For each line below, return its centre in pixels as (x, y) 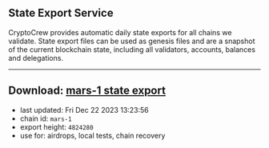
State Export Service (61, 13)
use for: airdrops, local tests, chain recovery (92, 135)
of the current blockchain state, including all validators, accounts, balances (132, 49)
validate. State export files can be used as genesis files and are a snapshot (132, 41)
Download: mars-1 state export (87, 91)
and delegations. (36, 58)
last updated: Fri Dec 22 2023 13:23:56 (84, 110)
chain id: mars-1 (46, 118)
